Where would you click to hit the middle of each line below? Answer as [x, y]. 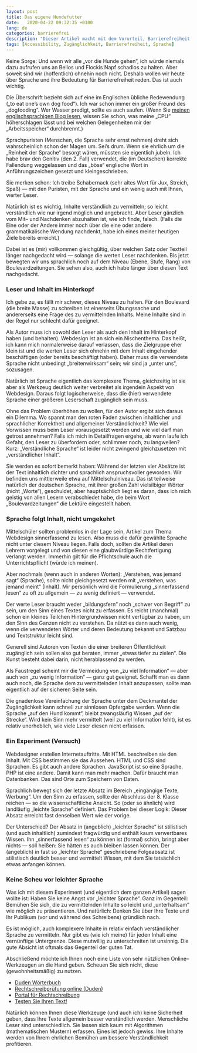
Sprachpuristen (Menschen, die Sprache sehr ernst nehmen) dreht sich [92, 140]
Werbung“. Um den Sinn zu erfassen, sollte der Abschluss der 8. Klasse [92, 796]
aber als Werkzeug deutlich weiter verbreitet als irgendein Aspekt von [90, 387]
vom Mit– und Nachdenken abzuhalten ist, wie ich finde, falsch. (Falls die [94, 219]
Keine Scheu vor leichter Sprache [55, 879]
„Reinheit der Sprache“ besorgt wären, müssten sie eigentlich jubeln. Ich [93, 152]
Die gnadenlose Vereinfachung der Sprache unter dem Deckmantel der [92, 701]
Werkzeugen [21, 965]
